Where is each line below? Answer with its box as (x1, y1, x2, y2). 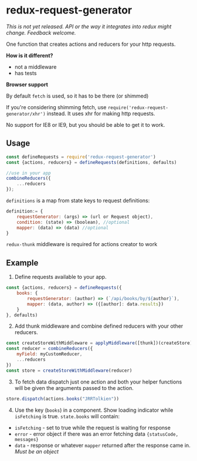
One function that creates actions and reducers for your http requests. (6, 41, 176, 48)
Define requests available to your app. (14, 274, 107, 281)
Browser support (6, 80, 49, 88)
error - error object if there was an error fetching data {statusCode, (14, 430, 179, 438)
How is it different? (6, 52, 53, 59)
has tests (14, 69, 37, 76)
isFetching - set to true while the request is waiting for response (14, 424, 171, 431)
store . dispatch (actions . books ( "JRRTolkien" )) (6, 396, 119, 402)
